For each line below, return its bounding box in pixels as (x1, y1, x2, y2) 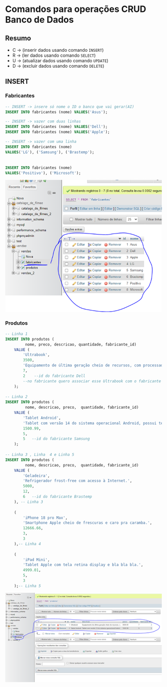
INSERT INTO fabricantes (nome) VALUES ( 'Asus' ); (5, 110, 108, 114)
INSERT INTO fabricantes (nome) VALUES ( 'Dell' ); (5, 124, 108, 129)
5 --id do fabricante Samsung (23, 437, 90, 442)
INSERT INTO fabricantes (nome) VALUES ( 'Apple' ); (5, 129, 110, 135)
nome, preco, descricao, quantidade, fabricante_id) (25, 342, 137, 347)
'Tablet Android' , (23, 415, 61, 420)
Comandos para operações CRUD (5, 3, 147, 15)
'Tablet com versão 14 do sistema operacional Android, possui (23, 421, 157, 426)
